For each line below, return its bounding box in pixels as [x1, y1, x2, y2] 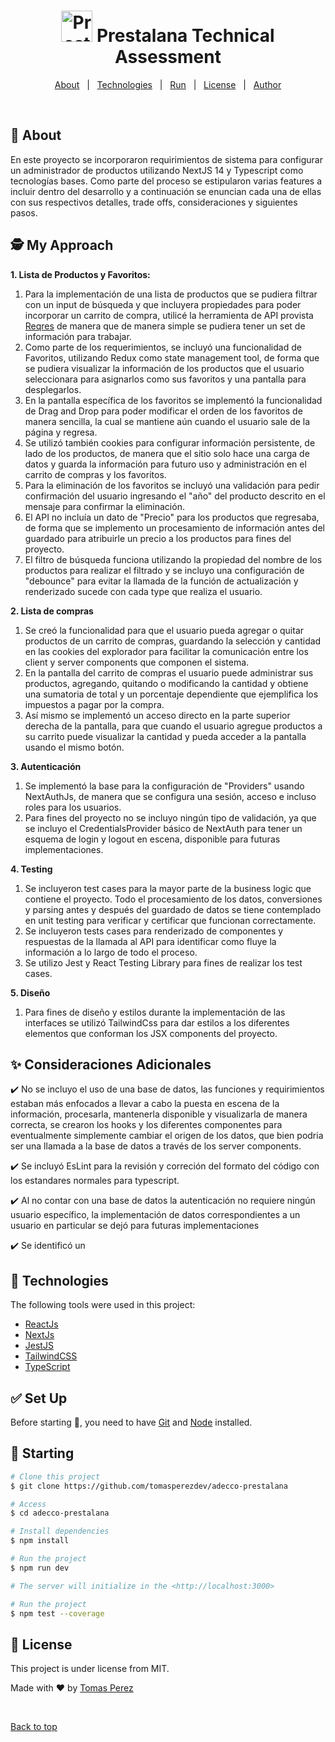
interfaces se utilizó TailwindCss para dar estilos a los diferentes [24, 1016, 290, 1029]
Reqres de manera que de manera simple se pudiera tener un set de [24, 320, 306, 332]
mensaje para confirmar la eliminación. [24, 500, 185, 512]
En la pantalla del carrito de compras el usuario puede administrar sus [24, 666, 314, 679]
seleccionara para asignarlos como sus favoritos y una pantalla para [24, 373, 307, 385]
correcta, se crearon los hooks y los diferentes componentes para [10, 1119, 283, 1131]
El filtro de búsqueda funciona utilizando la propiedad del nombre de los [24, 553, 323, 565]
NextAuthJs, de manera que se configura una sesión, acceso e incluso [24, 790, 317, 802]
